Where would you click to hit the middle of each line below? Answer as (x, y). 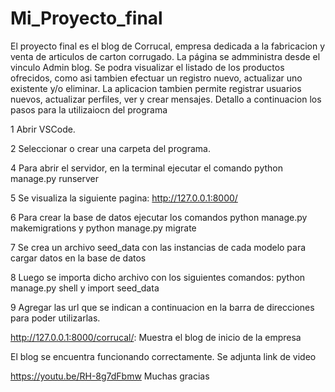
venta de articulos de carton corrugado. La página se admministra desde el (165, 56)
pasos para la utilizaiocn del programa (89, 109)
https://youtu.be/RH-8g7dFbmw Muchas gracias (110, 376)
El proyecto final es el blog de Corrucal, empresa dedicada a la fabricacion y (168, 46)
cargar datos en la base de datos (78, 258)
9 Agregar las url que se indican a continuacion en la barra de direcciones (162, 307)
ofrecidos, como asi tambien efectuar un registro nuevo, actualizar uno (156, 78)
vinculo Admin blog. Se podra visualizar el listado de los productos (147, 67)
